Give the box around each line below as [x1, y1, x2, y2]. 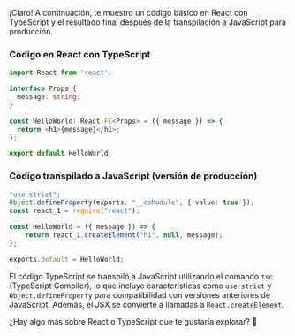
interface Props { [9, 84, 77, 94]
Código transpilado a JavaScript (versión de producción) [9, 170, 258, 182]
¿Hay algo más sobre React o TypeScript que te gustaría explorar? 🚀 [9, 316, 258, 326]
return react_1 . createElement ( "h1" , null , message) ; [25, 231, 223, 240]
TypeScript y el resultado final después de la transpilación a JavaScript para [9, 17, 287, 27]
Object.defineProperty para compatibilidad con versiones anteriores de [9, 289, 271, 300]
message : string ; [17, 93, 81, 102]
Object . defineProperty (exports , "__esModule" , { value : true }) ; [9, 198, 254, 207]
